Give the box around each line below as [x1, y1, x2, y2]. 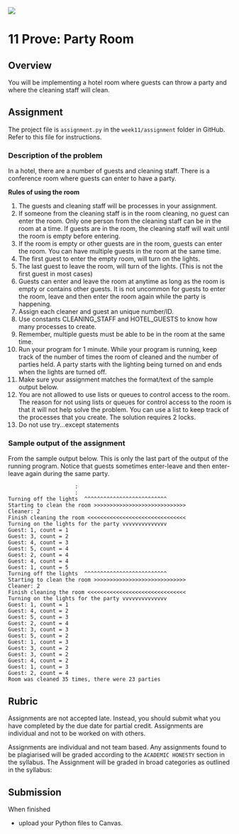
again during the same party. [25, 470, 110, 478]
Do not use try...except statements [18, 421, 120, 429]
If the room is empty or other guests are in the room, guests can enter [18, 239, 223, 248]
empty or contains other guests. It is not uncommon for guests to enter [18, 285, 226, 293]
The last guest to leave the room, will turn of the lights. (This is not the [18, 262, 223, 271]
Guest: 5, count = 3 [8, 614, 70, 621]
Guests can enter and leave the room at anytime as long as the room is [18, 277, 226, 286]
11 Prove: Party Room [8, 31, 134, 48]
